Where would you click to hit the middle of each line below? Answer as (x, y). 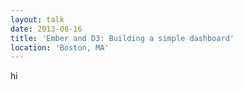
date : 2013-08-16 (46, 29)
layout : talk (37, 19)
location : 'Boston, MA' (60, 47)
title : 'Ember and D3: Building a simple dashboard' (122, 38)
